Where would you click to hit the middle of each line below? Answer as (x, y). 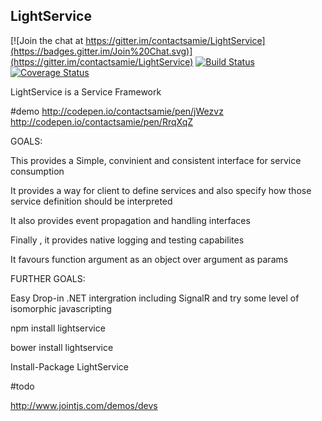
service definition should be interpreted (91, 201)
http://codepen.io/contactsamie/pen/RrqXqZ (102, 121)
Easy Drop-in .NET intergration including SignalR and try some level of (155, 298)
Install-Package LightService (69, 366)
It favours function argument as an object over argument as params (149, 259)
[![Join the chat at (47, 40)
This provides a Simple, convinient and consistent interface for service (156, 160)
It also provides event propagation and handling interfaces (130, 220)
